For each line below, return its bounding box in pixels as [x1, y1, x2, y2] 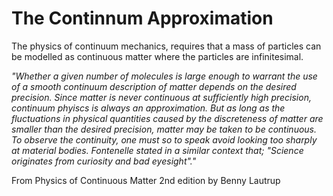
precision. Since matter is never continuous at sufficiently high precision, [11, 91, 312, 103]
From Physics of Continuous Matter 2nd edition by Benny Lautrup [11, 174, 281, 186]
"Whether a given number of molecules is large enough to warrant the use [11, 70, 318, 82]
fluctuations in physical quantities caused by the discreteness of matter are [11, 112, 324, 124]
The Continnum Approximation [11, 7, 274, 30]
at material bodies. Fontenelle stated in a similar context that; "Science [11, 144, 304, 156]
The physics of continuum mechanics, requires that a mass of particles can [11, 40, 322, 52]
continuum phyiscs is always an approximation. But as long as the [11, 102, 286, 114]
